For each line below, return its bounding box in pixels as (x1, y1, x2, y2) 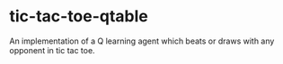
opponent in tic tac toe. (9, 44, 96, 55)
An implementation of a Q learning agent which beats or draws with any (9, 36, 275, 46)
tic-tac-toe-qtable (9, 6, 148, 27)
